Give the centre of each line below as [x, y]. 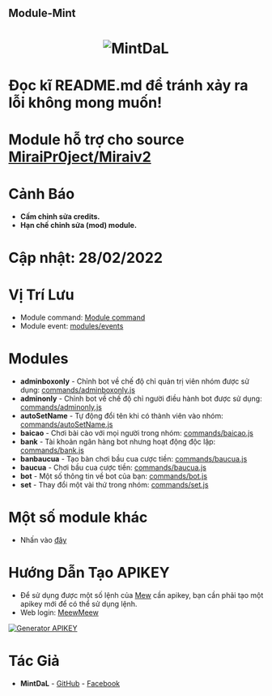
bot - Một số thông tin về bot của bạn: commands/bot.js [114, 476]
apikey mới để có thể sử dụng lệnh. [79, 604]
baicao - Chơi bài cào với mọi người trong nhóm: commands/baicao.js [136, 432]
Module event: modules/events [72, 326]
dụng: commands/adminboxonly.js [78, 389]
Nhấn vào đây [43, 539]
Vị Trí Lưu [41, 295]
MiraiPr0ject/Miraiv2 [80, 157]
